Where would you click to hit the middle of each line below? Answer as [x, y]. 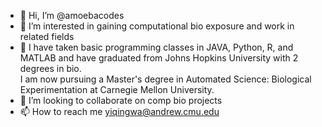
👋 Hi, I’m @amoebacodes [72, 15]
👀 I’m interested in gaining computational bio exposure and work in [157, 26]
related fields [47, 36]
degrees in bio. [50, 68]
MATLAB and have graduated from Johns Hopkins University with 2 [159, 58]
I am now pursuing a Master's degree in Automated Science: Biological [165, 79]
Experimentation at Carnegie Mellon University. [117, 89]
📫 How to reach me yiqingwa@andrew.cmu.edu [119, 111]
